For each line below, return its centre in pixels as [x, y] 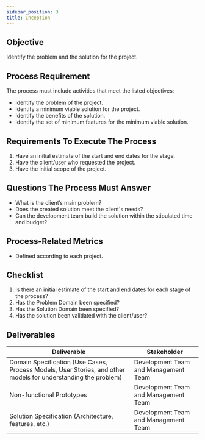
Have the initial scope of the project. [61, 169]
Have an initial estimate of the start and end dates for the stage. [95, 155]
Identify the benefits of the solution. [60, 116]
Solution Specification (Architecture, [61, 416]
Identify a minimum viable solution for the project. [77, 109]
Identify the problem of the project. [59, 103]
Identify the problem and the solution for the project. [72, 57]
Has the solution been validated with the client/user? [81, 316]
